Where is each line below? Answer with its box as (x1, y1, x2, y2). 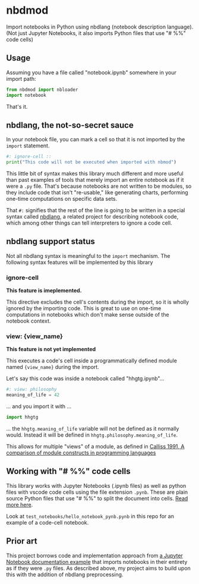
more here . (6, 501, 33, 508)
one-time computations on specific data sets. (6, 195, 118, 203)
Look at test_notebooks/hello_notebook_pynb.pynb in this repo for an (6, 512, 174, 520)
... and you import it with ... (6, 403, 72, 410)
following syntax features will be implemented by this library (6, 258, 153, 266)
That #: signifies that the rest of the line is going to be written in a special (6, 207, 185, 214)
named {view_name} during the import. (6, 364, 99, 371)
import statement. (6, 142, 50, 149)
